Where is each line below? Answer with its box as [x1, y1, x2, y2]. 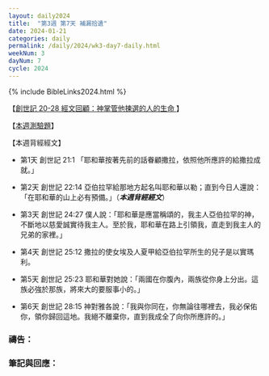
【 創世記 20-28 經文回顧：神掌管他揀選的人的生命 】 [8, 103, 184, 113]
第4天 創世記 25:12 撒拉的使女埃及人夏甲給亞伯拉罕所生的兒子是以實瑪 [19, 247, 254, 256]
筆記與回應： [8, 357, 59, 369]
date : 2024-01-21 [8, 27, 67, 35]
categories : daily [8, 34, 70, 43]
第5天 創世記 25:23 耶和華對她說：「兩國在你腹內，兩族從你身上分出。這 [19, 274, 258, 284]
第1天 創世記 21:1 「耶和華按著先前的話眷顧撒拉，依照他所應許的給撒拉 [19, 154, 254, 164]
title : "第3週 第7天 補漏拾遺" [8, 19, 107, 27]
